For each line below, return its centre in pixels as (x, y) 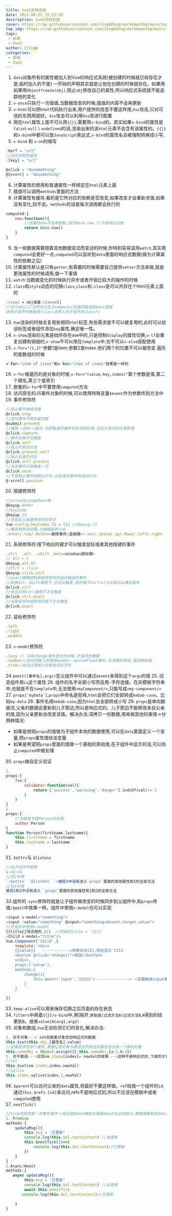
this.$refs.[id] (40, 1092)
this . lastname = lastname (43, 843)
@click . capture (22, 433)
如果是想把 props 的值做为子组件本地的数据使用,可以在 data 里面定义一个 (87, 732)
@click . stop (18, 414)
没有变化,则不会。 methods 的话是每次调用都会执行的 (67, 204)
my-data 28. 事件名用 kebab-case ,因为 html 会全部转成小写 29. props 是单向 (86, 701)
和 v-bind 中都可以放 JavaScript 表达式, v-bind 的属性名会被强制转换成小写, (89, 135)
